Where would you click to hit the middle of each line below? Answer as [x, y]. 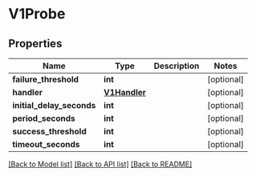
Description [177, 66]
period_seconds [44, 118]
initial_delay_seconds [54, 105]
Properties [35, 44]
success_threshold [49, 131]
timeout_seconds [46, 144]
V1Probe [37, 14]
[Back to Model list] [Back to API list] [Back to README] [100, 164]
